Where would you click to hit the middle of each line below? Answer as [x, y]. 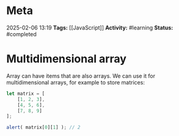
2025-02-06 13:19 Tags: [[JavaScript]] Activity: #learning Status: [90, 28]
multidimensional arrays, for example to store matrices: [76, 82]
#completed [21, 34]
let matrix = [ [26, 93]
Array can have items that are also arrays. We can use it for [81, 76]
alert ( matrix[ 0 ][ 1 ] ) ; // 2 [43, 127]
